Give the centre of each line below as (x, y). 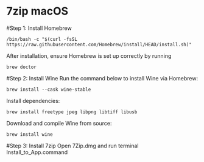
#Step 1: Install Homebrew (39, 28)
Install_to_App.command (37, 152)
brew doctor (21, 67)
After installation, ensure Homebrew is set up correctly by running (89, 55)
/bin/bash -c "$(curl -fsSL (42, 39)
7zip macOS (37, 11)
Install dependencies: (33, 100)
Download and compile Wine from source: (59, 123)
